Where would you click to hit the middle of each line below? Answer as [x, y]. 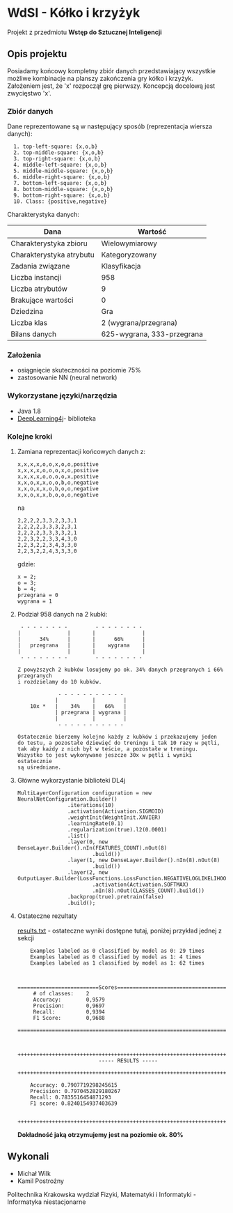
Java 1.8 [29, 411]
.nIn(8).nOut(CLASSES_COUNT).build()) [148, 891]
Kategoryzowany [129, 255]
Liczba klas [29, 323]
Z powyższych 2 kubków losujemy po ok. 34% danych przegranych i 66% [120, 670]
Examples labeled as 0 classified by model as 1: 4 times [116, 957]
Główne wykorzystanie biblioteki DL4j [71, 780]
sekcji [26, 938]
